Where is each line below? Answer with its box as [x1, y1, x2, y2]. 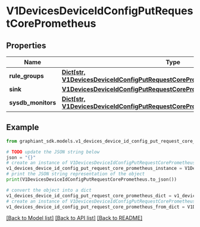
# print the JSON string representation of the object [6, 171, 145, 177]
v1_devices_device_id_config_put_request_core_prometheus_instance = [6, 165, 183, 172]
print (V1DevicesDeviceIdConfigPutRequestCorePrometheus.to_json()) [6, 176, 177, 182]
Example [6, 122, 39, 133]
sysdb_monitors [9, 99, 57, 106]
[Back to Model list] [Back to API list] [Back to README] [6, 215, 143, 222]
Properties [6, 40, 46, 51]
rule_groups [9, 72, 45, 80]
